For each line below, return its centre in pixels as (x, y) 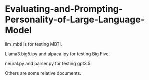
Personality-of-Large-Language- (75, 20)
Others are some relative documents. (43, 73)
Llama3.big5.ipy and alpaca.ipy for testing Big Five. (58, 54)
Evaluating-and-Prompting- (64, 9)
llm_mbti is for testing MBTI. (34, 44)
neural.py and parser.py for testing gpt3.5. (48, 63)
